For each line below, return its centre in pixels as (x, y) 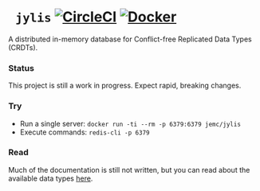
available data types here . (51, 178)
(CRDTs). (23, 47)
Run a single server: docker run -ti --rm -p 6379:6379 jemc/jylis (130, 123)
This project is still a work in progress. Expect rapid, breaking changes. (125, 86)
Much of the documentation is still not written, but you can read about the (129, 170)
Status (21, 68)
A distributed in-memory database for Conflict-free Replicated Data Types (130, 39)
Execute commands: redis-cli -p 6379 (85, 132)
